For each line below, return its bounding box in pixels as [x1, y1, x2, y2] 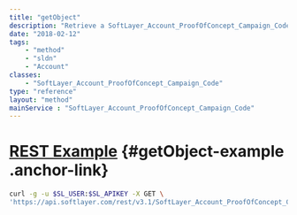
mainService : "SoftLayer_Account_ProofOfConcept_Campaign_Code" [9, 104, 255, 112]
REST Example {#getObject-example [9, 142, 285, 162]
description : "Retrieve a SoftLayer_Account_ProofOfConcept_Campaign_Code [9, 21, 291, 30]
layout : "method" [9, 95, 73, 104]
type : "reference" [9, 87, 77, 96]
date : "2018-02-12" [9, 29, 81, 38]
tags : [9, 37, 29, 47]
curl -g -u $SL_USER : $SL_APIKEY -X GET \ [9, 189, 164, 199]
